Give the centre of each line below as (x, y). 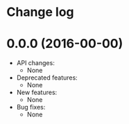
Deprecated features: (47, 78)
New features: (37, 92)
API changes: (35, 63)
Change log (40, 12)
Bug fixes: (31, 107)
